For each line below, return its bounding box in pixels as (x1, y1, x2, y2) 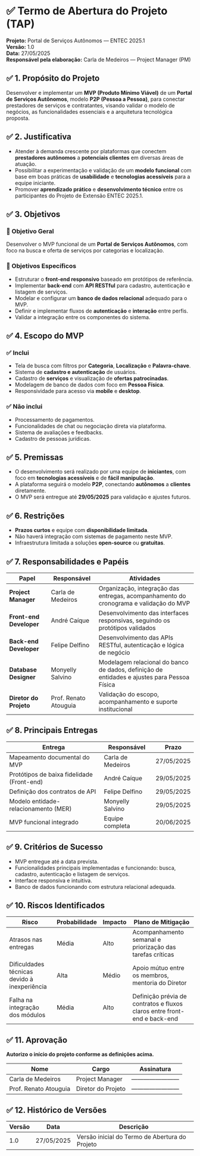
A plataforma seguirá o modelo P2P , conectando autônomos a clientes (14, 481, 190, 488)
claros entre (132, 1007, 166, 1015)
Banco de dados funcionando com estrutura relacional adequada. (14, 883, 176, 890)
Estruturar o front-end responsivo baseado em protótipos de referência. (14, 276, 193, 283)
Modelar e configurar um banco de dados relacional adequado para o (14, 294, 187, 302)
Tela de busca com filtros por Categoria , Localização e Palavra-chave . (14, 362, 191, 369)
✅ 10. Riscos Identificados (6, 900, 105, 910)
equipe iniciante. (14, 179, 56, 186)
